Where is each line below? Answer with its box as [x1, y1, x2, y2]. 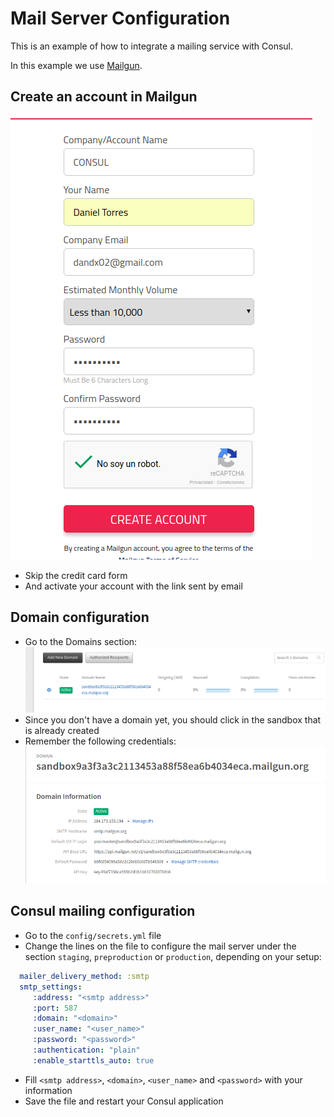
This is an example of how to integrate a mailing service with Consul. [10, 40, 294, 52]
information [24, 1084, 73, 1096]
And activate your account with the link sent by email [24, 580, 243, 592]
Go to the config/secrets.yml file [24, 929, 162, 941]
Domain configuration [10, 609, 150, 626]
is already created [24, 725, 100, 737]
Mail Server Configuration [10, 7, 231, 30]
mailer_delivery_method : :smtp [19, 971, 150, 981]
